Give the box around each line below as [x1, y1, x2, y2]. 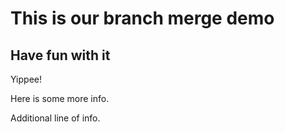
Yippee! [10, 73, 42, 85]
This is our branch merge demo [10, 7, 275, 30]
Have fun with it [10, 47, 111, 64]
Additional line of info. [10, 112, 101, 124]
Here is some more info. [10, 93, 110, 104]
